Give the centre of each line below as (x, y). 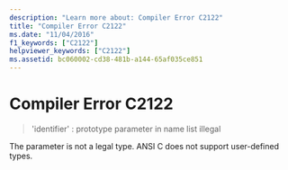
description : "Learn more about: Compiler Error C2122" (116, 18)
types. (21, 156)
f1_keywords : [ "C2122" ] (54, 43)
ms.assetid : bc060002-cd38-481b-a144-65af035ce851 (106, 59)
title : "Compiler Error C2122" (68, 26)
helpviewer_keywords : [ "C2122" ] (70, 51)
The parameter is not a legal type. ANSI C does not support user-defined (144, 146)
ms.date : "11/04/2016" (52, 34)
